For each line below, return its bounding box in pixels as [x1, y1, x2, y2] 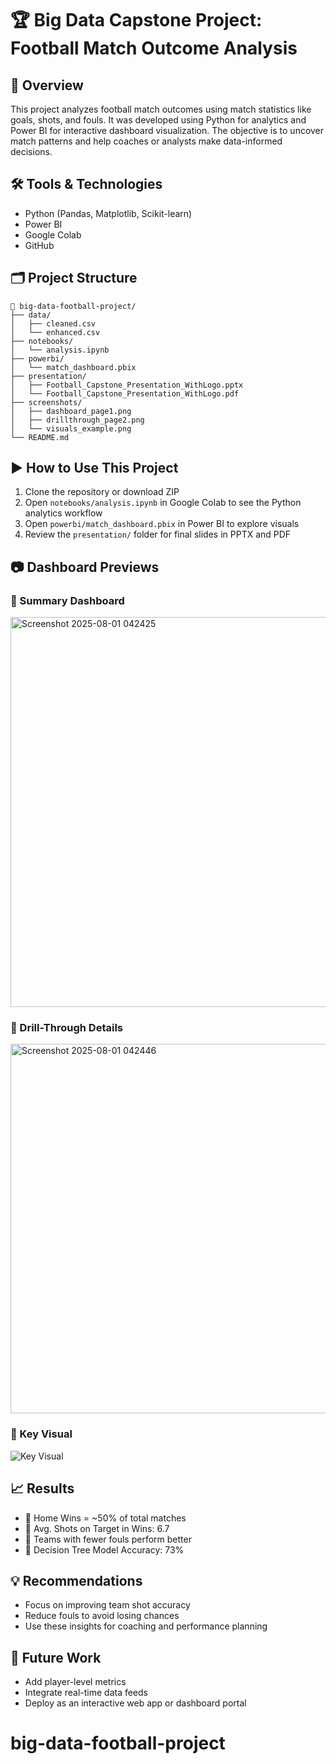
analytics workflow [24, 507, 103, 519]
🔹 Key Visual [10, 1427, 73, 1441]
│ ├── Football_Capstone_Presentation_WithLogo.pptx [10, 380, 244, 390]
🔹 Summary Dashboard [10, 593, 125, 607]
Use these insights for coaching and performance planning [24, 1620, 268, 1632]
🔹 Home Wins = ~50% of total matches [24, 1512, 187, 1524]
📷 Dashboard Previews [10, 558, 160, 576]
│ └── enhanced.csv [10, 327, 101, 337]
